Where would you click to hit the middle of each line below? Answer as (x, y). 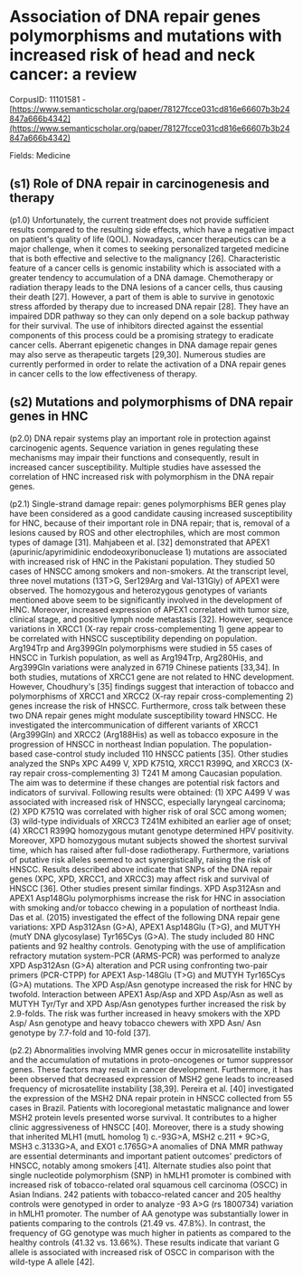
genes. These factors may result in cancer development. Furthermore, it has (151, 1069)
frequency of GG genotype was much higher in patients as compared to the (150, 1233)
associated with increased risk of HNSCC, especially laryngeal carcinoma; (148, 802)
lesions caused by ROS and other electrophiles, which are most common (145, 532)
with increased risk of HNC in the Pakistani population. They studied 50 (142, 561)
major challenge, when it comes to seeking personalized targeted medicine (149, 248)
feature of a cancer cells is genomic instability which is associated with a (145, 268)
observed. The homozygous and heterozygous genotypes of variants (138, 590)
